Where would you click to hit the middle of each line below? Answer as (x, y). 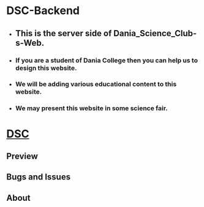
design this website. (46, 68)
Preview (22, 156)
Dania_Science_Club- (155, 33)
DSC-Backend (43, 11)
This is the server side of (63, 33)
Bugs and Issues (39, 177)
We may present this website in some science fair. (92, 108)
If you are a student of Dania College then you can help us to (106, 60)
